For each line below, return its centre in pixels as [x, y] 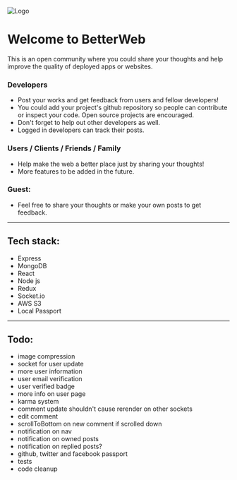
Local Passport [39, 311]
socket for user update [50, 364]
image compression [46, 356]
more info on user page [51, 394]
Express [29, 258]
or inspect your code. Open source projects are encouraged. [106, 115]
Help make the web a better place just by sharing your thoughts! [111, 164]
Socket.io [31, 296]
